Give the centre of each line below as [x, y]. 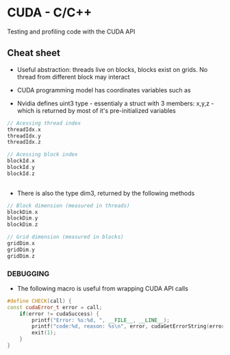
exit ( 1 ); [44, 333]
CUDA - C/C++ [50, 13]
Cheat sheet [34, 53]
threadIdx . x [24, 129]
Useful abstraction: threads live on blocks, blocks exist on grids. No [112, 69]
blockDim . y [23, 218]
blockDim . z [23, 225]
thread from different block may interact [73, 77]
